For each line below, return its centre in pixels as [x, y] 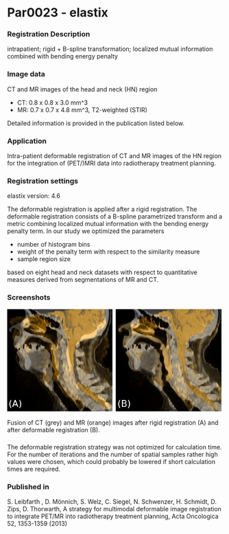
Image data [26, 74]
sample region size [44, 259]
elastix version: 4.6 [34, 196]
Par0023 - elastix [58, 13]
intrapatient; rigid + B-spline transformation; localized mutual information [110, 49]
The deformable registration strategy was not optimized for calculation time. [114, 447]
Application [27, 141]
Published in [28, 487]
